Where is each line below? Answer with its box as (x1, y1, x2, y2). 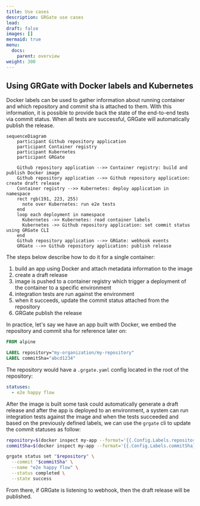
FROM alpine (6, 339, 36, 345)
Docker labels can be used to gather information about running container (6, 97, 185, 104)
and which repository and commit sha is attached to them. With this (6, 103, 172, 110)
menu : (6, 42, 20, 48)
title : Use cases (6, 8, 49, 15)
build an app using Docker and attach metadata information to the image (14, 265, 193, 272)
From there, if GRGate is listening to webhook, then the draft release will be (6, 486, 190, 493)
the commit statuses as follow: (6, 425, 82, 433)
